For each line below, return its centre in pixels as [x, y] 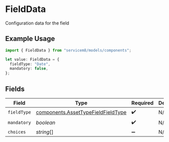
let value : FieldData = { [32, 59]
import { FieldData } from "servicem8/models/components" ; [68, 50]
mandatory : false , [29, 68]
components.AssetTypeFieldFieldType [81, 112]
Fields [15, 89]
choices [17, 132]
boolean [46, 122]
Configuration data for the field [37, 23]
